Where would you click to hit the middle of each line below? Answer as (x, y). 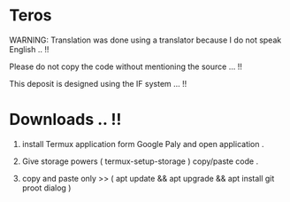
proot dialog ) (46, 188)
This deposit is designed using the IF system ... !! (98, 83)
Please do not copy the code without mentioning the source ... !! (126, 66)
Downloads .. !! (65, 120)
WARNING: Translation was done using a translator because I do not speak (145, 40)
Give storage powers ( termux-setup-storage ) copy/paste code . (140, 161)
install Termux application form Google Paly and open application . (143, 144)
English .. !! (29, 49)
